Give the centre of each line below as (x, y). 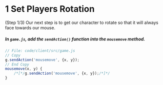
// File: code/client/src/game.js (40, 51)
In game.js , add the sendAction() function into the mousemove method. (75, 39)
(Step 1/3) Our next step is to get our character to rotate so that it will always (82, 22)
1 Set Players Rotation (50, 9)
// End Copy (17, 64)
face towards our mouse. (30, 27)
